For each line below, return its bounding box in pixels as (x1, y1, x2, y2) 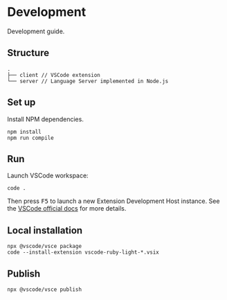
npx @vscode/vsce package (7, 243, 82, 250)
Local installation (7, 224, 83, 236)
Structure (7, 47, 50, 59)
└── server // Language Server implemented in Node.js (7, 78, 169, 85)
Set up (7, 96, 36, 108)
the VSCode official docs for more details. (7, 204, 127, 213)
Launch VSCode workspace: (7, 171, 89, 180)
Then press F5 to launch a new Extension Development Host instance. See (7, 197, 220, 205)
